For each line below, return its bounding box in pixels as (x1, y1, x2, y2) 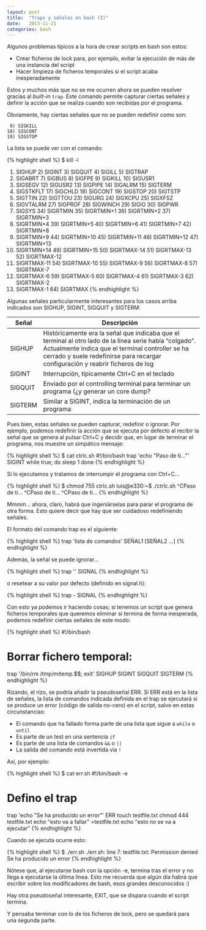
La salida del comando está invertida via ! (15, 746, 122, 753)
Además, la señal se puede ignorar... (7, 556, 99, 563)
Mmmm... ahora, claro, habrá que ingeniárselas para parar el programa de (7, 501, 193, 508)
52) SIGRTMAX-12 (15, 253, 62, 261)
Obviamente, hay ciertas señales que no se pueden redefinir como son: (7, 111, 187, 118)
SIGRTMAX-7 (15, 266, 50, 274)
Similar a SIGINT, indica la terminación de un (43, 397, 171, 405)
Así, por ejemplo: (7, 758, 50, 766)
